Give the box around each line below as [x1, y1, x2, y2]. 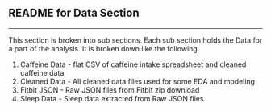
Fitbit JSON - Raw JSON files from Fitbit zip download [19, 84, 200, 95]
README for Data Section [8, 6, 140, 20]
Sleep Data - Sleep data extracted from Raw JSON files [19, 93, 204, 103]
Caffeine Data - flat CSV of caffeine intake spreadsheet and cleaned [19, 60, 247, 69]
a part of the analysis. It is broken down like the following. [8, 43, 200, 53]
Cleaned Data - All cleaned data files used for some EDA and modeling [19, 76, 256, 86]
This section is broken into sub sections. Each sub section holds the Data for [8, 35, 263, 45]
